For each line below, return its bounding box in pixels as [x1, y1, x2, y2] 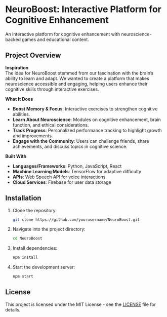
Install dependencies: [12, 245, 58, 251]
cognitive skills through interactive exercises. [5, 86, 100, 92]
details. [5, 306, 21, 312]
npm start [12, 274, 34, 279]
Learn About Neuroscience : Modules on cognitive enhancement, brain [12, 116, 161, 123]
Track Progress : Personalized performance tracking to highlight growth [12, 127, 162, 133]
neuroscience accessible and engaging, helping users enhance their [5, 81, 148, 87]
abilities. [12, 111, 30, 117]
